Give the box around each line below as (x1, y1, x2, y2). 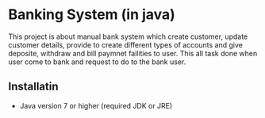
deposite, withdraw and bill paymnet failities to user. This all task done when (8, 48, 258, 58)
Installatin (8, 80, 59, 93)
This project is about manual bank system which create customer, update (8, 32, 248, 41)
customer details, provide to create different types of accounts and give (8, 40, 244, 49)
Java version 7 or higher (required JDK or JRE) (19, 101, 173, 110)
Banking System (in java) (8, 6, 176, 24)
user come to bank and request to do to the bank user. (8, 57, 186, 67)
